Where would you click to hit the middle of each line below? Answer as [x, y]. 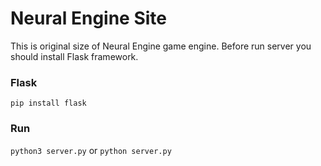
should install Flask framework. [74, 56]
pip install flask [48, 103]
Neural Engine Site [88, 18]
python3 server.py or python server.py [91, 150]
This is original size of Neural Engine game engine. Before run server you [161, 46]
